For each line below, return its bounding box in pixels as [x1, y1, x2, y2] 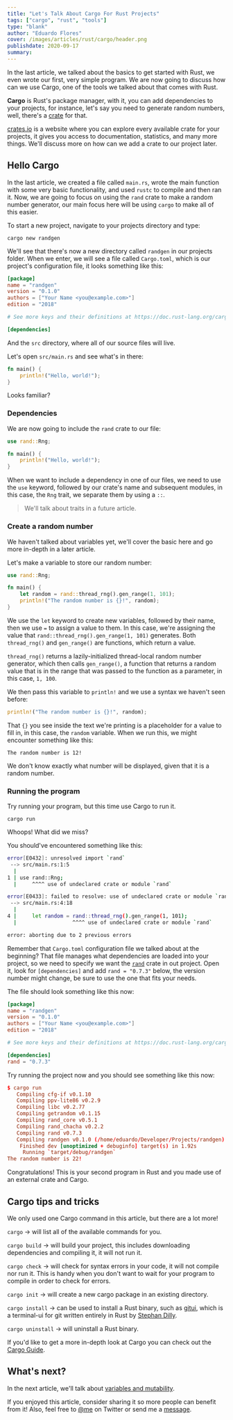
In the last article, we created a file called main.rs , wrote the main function [7, 178, 220, 187]
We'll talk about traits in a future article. [24, 504, 137, 512]
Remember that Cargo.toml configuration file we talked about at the [7, 944, 200, 952]
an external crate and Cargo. [7, 1176, 89, 1184]
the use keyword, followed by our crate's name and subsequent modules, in [7, 483, 223, 491]
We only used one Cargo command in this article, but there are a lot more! [7, 1214, 218, 1222]
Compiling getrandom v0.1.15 [16, 1110, 101, 1117]
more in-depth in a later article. [7, 544, 96, 553]
